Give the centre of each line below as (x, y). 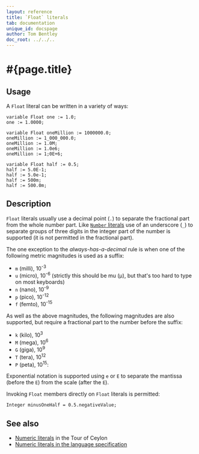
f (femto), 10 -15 (34, 304)
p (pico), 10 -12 (32, 296)
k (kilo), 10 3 (29, 334)
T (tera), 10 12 (30, 357)
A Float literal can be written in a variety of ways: (67, 106)
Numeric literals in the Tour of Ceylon (61, 438)
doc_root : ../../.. (31, 40)
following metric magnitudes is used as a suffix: (65, 256)
